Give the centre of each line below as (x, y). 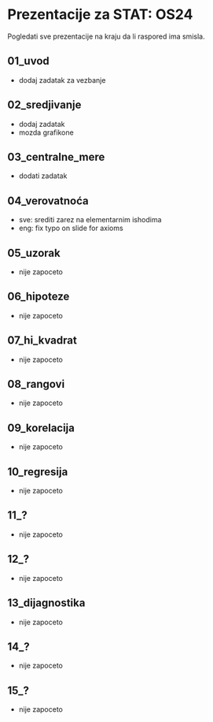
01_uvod (28, 61)
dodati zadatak (43, 176)
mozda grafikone (46, 132)
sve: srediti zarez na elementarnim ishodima (90, 220)
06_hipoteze (39, 297)
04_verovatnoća (48, 201)
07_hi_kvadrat (42, 341)
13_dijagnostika (46, 603)
